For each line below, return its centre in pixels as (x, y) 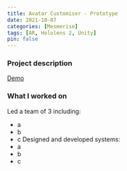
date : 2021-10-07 (32, 20)
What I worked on (37, 96)
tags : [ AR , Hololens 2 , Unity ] (52, 33)
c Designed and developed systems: (69, 139)
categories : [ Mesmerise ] (43, 26)
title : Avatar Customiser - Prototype (62, 13)
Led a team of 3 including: (44, 111)
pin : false (23, 39)
